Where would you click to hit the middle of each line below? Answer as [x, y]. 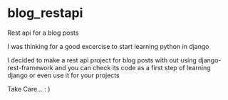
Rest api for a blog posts [43, 33]
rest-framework [30, 67]
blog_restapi [45, 13]
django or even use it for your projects [63, 75]
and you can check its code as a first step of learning [133, 67]
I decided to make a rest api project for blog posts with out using [102, 60]
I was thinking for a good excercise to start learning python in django [108, 46]
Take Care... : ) [29, 89]
